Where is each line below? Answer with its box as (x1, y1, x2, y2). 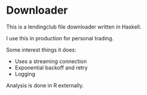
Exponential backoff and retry (14, 64, 88, 71)
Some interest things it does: (6, 46, 77, 53)
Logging (14, 70, 36, 77)
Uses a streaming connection (14, 58, 87, 65)
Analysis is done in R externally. (6, 81, 84, 89)
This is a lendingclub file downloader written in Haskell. (6, 23, 142, 30)
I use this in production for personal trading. (6, 34, 114, 42)
